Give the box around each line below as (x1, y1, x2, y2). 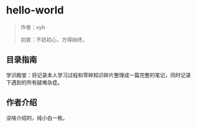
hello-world (6, 4, 64, 17)
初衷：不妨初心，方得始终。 (20, 36, 88, 43)
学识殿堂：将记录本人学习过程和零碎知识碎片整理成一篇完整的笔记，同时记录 (6, 71, 191, 78)
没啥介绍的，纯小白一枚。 (6, 114, 68, 121)
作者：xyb (20, 23, 45, 30)
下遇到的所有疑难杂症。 (6, 78, 63, 85)
